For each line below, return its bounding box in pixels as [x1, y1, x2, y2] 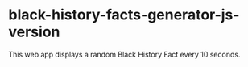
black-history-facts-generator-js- [8, 6, 240, 24]
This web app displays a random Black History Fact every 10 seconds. [8, 49, 241, 59]
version [8, 23, 60, 41]
